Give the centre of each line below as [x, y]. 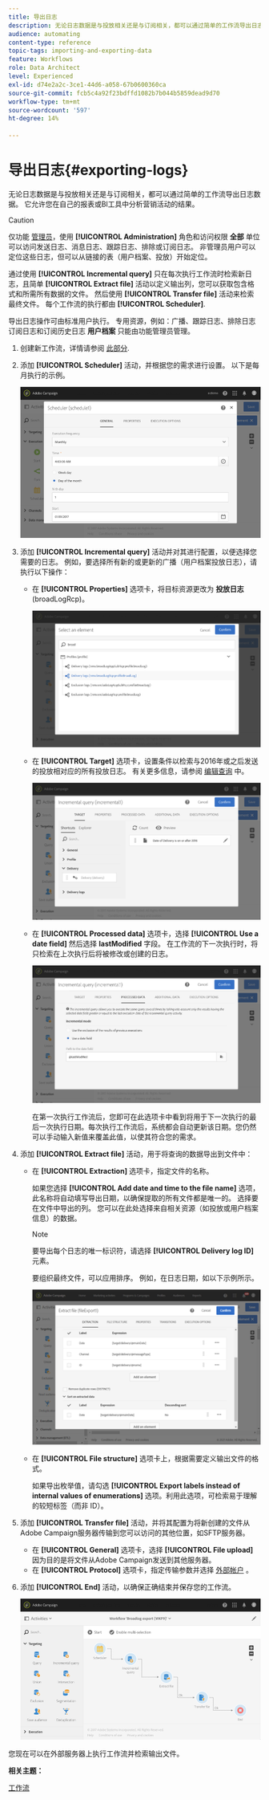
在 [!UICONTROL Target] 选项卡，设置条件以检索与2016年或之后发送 [145, 761]
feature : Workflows [41, 59]
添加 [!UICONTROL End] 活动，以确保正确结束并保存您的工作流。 [128, 1587]
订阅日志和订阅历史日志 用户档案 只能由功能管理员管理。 [101, 331]
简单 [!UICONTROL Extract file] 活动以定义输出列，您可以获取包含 [139, 283]
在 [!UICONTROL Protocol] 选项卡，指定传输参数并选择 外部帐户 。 [143, 1570]
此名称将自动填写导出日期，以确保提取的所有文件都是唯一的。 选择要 [145, 1198]
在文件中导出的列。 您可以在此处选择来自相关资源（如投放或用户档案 [145, 1207]
